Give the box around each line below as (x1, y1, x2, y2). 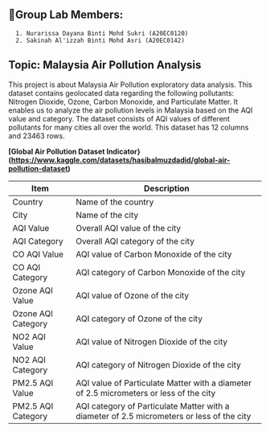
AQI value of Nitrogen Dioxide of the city (76, 335, 227, 347)
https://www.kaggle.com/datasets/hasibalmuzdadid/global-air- (10, 154, 231, 165)
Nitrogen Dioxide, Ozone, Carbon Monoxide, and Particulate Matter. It (8, 97, 239, 106)
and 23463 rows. (8, 130, 66, 141)
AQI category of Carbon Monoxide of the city (76, 266, 246, 278)
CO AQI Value (12, 249, 64, 260)
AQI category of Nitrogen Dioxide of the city (76, 359, 241, 370)
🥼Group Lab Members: (8, 8, 124, 22)
